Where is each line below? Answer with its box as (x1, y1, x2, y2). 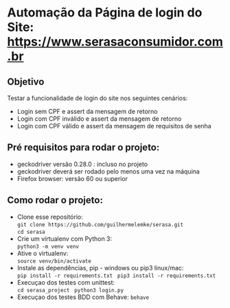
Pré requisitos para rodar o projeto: (7, 142, 160, 154)
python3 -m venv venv (16, 243, 79, 250)
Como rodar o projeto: (7, 194, 103, 206)
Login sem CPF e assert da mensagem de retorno (16, 108, 158, 115)
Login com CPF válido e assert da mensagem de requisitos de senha (16, 122, 211, 130)
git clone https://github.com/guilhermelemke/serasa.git (16, 221, 184, 228)
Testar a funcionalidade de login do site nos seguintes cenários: (7, 94, 188, 102)
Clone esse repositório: (16, 213, 84, 221)
